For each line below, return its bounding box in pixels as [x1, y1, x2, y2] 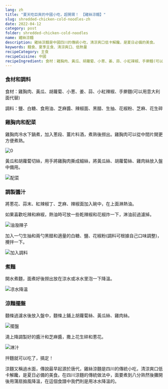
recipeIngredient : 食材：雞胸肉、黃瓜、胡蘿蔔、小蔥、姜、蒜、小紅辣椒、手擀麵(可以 [5, 59, 163, 64]
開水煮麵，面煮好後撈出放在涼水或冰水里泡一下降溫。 [5, 276, 115, 282]
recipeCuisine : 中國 [5, 54, 46, 59]
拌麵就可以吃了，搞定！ [5, 355, 53, 361]
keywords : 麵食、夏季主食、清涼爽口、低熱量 [5, 45, 87, 50]
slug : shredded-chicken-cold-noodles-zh [5, 17, 91, 22]
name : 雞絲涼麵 [5, 36, 34, 41]
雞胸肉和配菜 [5, 119, 36, 126]
